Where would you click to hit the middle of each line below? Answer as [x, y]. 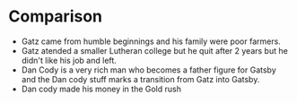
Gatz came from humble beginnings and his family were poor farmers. [151, 41]
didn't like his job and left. [69, 60]
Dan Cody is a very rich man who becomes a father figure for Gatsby [149, 70]
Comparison [56, 17]
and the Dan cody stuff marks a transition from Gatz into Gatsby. [140, 79]
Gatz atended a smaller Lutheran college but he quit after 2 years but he [154, 50]
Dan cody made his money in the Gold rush [101, 89]
